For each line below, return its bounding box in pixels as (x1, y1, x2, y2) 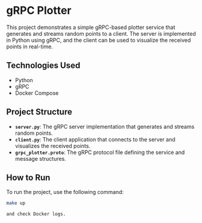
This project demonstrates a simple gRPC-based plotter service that (6, 24, 175, 31)
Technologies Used (6, 60, 80, 71)
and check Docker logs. (6, 211, 66, 218)
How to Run (6, 172, 51, 183)
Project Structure (6, 107, 72, 117)
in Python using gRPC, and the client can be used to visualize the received (6, 36, 191, 44)
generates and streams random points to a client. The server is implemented (6, 30, 196, 37)
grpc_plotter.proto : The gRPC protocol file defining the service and (14, 149, 185, 156)
